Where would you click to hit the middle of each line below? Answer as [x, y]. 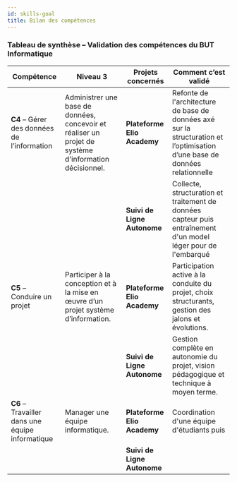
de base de [190, 110]
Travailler [26, 412]
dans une [26, 421]
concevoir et [85, 123]
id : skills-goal [31, 14]
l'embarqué [191, 254]
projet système [90, 310]
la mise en [81, 292]
